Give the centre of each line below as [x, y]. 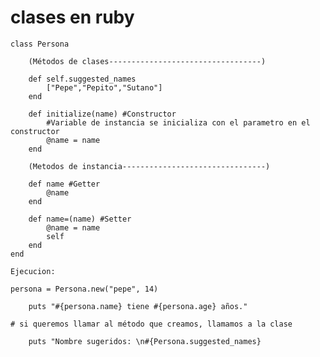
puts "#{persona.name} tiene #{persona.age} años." [138, 306]
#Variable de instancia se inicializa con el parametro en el [178, 122]
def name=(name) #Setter [80, 219]
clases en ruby [72, 17]
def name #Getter [64, 184]
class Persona [40, 44]
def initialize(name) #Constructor [102, 114]
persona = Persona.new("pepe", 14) [84, 289]
